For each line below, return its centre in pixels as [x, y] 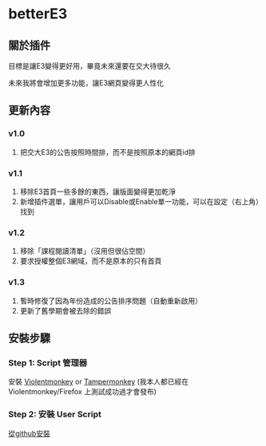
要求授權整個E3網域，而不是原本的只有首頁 [91, 261]
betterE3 [38, 14]
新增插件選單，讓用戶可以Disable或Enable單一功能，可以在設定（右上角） [139, 201]
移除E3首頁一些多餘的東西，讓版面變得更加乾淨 [97, 191]
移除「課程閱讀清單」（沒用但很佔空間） [85, 251]
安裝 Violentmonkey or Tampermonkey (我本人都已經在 [99, 382]
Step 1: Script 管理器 [48, 362]
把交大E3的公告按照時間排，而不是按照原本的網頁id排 [107, 152]
